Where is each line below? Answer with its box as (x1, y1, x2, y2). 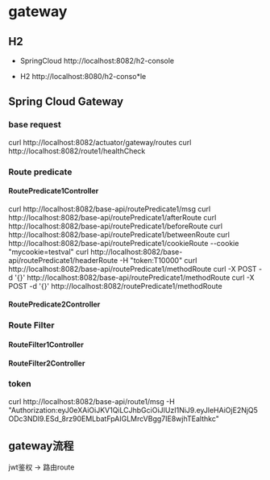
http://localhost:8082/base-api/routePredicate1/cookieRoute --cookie (8, 238, 239, 248)
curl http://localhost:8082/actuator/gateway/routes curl (8, 137, 192, 147)
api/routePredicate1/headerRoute (8, 255, 118, 265)
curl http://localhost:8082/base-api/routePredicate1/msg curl (8, 204, 211, 214)
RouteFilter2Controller (8, 358, 85, 368)
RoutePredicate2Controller (8, 299, 101, 309)
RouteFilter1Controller (8, 340, 85, 349)
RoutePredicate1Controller (8, 186, 99, 196)
